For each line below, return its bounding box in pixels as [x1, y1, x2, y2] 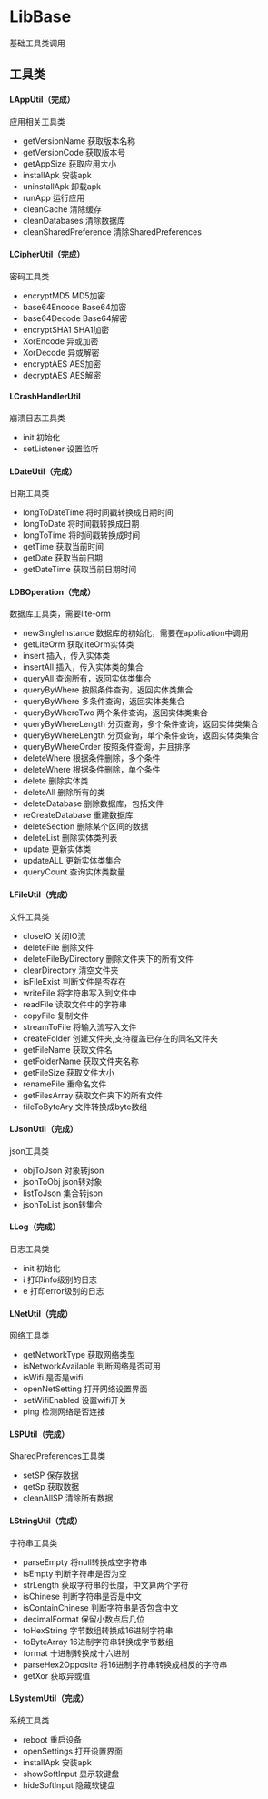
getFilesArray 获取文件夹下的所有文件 [22, 1089, 164, 1100]
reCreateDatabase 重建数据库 [22, 810, 134, 821]
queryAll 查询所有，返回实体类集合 [22, 673, 152, 684]
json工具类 [9, 1145, 50, 1157]
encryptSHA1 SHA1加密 [22, 324, 110, 335]
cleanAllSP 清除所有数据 [22, 1492, 114, 1503]
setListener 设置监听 [22, 443, 99, 454]
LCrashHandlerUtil [9, 391, 81, 402]
